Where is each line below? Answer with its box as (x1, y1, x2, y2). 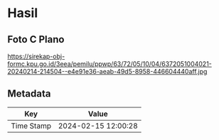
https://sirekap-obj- (7, 52, 65, 60)
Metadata (7, 87, 51, 100)
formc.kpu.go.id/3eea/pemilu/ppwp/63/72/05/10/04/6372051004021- (7, 60, 212, 68)
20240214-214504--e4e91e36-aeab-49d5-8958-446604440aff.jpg (7, 68, 208, 75)
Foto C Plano (7, 33, 65, 45)
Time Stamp (11, 121, 52, 131)
